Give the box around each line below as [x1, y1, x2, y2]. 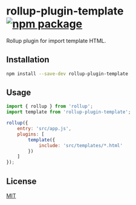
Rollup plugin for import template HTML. [6, 37, 106, 44]
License [6, 176, 37, 186]
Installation [6, 54, 50, 65]
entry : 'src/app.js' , [17, 126, 71, 132]
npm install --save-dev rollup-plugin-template [6, 71, 129, 77]
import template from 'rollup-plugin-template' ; [6, 109, 131, 116]
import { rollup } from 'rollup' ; [6, 103, 94, 109]
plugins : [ [17, 131, 45, 137]
